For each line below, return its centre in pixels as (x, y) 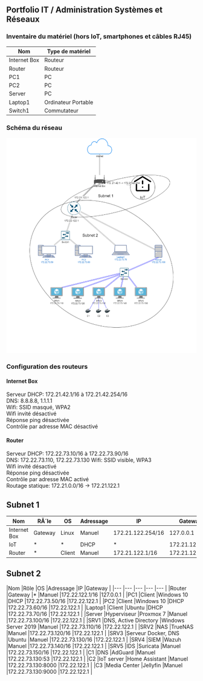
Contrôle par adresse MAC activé (48, 479)
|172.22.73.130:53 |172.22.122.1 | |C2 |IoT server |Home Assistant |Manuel (97, 659)
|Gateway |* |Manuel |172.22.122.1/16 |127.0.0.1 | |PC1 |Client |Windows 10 (97, 595)
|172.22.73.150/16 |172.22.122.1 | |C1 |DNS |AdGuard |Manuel (81, 652)
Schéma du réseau (34, 128)
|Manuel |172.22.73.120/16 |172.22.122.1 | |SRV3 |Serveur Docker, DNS (93, 633)
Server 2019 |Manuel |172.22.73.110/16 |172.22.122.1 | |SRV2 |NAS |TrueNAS (100, 627)
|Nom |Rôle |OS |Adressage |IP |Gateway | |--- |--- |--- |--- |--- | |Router (97, 588)
